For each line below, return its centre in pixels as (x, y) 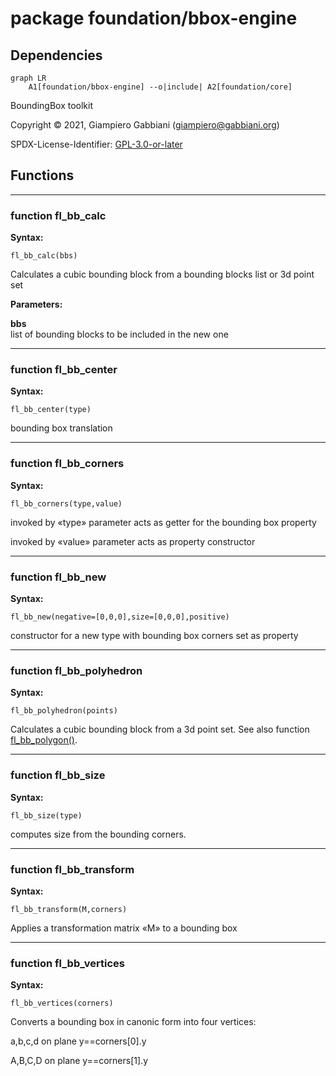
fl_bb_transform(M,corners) (69, 909)
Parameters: (36, 304)
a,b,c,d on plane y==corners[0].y (78, 1041)
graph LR (28, 78)
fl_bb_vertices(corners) (62, 1003)
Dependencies (56, 55)
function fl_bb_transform (72, 869)
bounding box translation (61, 428)
